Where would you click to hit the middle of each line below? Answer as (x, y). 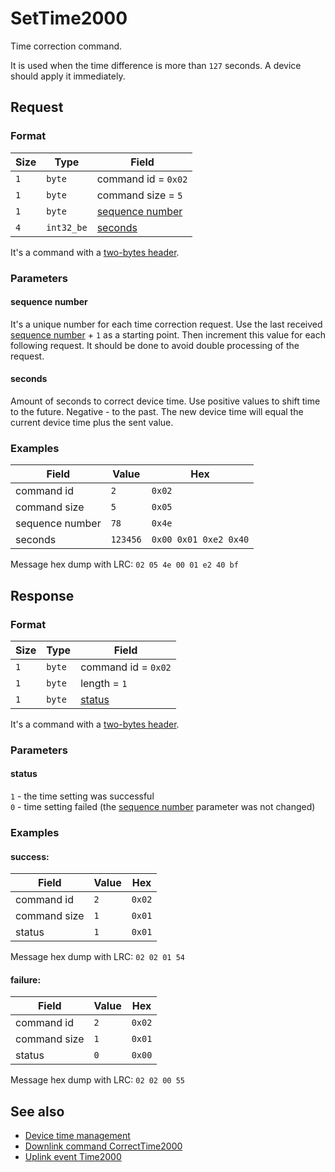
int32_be (67, 227)
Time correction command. (66, 46)
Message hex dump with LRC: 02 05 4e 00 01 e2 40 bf (124, 564)
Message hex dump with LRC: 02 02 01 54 (97, 957)
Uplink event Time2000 (73, 1157)
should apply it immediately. (68, 76)
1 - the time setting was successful (82, 796)
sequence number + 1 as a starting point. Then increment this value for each (168, 334)
